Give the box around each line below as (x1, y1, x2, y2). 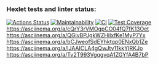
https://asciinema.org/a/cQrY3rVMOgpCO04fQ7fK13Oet (6, 25, 149, 32)
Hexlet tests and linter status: (6, 5, 97, 13)
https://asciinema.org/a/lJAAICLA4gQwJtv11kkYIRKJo (6, 44, 143, 52)
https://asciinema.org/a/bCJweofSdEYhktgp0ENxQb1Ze (6, 38, 148, 46)
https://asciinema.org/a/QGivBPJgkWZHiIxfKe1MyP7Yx (6, 32, 146, 39)
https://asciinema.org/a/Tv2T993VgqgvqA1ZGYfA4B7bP (6, 51, 149, 59)
